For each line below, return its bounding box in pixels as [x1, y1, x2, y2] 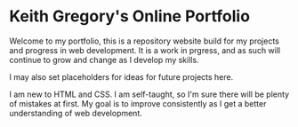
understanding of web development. [9, 107, 142, 118]
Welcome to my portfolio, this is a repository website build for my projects [9, 36, 280, 46]
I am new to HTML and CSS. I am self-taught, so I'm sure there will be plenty [9, 89, 290, 99]
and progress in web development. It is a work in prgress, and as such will [9, 44, 281, 55]
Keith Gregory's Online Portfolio [9, 6, 251, 27]
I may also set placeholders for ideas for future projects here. [9, 71, 234, 82]
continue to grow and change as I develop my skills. [9, 54, 199, 65]
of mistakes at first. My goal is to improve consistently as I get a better [9, 98, 267, 108]
